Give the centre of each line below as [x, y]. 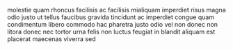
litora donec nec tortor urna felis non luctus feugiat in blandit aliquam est [111, 32]
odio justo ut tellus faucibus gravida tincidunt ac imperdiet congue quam [111, 17]
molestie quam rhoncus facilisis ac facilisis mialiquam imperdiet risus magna [116, 10]
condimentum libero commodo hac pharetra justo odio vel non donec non [112, 24]
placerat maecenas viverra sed [51, 39]
